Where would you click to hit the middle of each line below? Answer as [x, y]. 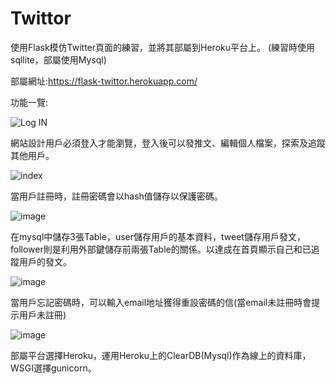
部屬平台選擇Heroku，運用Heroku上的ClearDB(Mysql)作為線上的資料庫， [161, 355]
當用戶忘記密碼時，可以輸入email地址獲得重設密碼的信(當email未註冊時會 [161, 302]
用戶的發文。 [45, 261]
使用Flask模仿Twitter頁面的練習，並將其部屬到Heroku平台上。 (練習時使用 [163, 47]
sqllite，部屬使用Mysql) [58, 59]
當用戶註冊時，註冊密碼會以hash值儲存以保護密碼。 [116, 196]
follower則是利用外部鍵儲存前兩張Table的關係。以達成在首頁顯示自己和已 [161, 249]
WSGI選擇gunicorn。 [53, 368]
